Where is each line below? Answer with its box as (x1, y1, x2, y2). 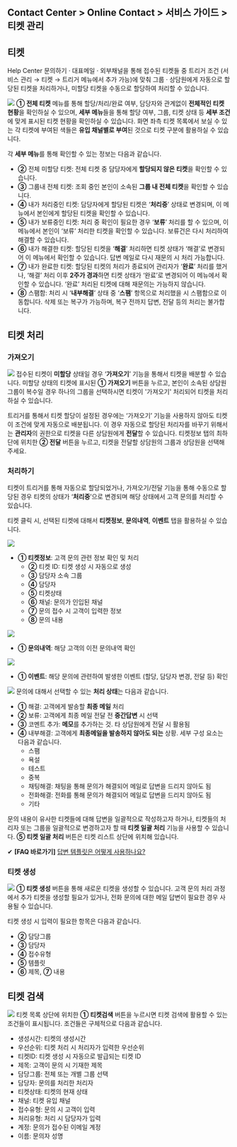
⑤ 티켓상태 (28, 589, 62, 597)
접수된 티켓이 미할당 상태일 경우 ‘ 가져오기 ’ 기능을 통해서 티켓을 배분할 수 (16, 369, 214, 378)
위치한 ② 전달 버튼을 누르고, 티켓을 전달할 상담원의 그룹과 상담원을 (20, 438, 207, 446)
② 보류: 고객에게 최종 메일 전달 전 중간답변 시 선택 (17, 711, 158, 720)
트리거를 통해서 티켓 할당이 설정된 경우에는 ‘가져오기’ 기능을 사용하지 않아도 (7, 411, 214, 419)
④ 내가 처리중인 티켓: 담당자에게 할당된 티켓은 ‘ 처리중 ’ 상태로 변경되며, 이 (17, 200, 222, 209)
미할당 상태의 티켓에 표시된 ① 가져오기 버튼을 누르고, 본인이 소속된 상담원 (22, 378, 227, 387)
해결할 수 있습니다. (17, 236, 69, 244)
